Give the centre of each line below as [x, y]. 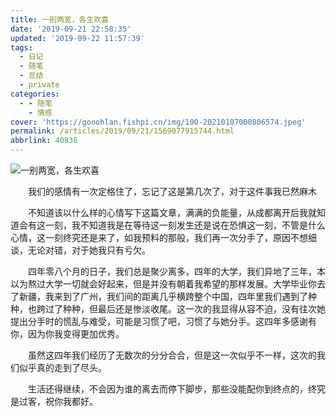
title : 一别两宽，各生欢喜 [60, 19]
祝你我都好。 [71, 401]
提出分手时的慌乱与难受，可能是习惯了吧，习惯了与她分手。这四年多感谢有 [163, 321]
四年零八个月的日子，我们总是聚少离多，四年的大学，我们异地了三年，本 [177, 271]
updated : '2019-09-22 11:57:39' [77, 38]
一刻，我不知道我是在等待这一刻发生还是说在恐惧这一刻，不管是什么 [185, 225]
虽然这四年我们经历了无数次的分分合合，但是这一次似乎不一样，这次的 [172, 355]
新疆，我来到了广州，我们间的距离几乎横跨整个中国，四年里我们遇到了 [163, 296]
